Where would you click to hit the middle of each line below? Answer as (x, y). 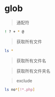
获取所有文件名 (31, 61)
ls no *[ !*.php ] (20, 89)
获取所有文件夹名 (33, 71)
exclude (24, 81)
